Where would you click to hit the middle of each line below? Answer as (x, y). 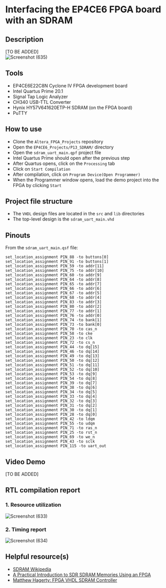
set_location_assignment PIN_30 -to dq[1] (51, 410)
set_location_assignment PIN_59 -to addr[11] (55, 266)
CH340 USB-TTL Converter (42, 102)
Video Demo (25, 462)
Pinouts (18, 235)
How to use (24, 129)
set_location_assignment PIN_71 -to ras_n (51, 428)
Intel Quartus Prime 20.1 (38, 91)
